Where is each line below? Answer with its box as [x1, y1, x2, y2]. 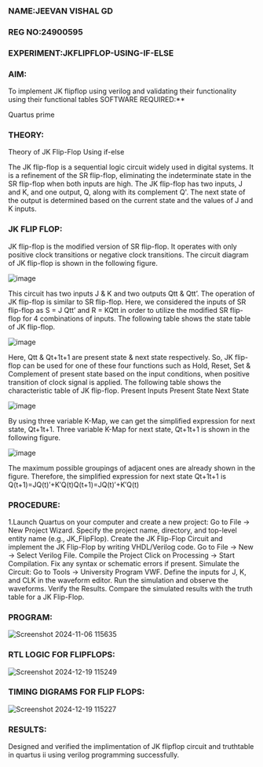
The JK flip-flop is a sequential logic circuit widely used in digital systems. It [8, 162, 254, 172]
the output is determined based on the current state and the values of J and [8, 196, 254, 205]
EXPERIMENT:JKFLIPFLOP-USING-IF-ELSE [8, 47, 174, 58]
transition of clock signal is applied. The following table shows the [8, 377, 221, 387]
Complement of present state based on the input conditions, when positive [8, 369, 250, 378]
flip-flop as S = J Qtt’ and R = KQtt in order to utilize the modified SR [8, 305, 228, 314]
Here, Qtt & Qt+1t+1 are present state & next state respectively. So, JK [8, 352, 233, 362]
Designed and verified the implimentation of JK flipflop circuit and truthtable [8, 742, 254, 751]
